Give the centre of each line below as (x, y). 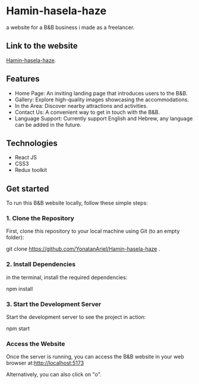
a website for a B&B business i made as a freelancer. (70, 27)
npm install (20, 289)
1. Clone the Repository (40, 219)
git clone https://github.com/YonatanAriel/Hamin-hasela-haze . (83, 249)
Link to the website (42, 46)
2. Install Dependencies (41, 264)
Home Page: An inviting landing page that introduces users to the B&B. (101, 93)
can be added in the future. (48, 124)
